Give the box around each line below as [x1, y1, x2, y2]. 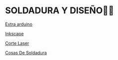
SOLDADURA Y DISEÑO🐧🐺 [5, 5, 115, 16]
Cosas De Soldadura [5, 50, 47, 56]
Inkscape [5, 30, 24, 36]
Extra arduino [5, 21, 33, 27]
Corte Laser [5, 40, 30, 46]
